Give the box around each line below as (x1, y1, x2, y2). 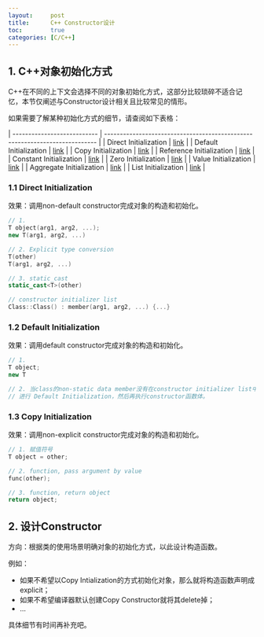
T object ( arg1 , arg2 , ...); (8, 224, 101, 232)
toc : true (8, 26, 65, 34)
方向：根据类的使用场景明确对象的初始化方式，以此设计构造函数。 (8, 542, 222, 551)
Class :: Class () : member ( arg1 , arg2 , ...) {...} (8, 304, 170, 311)
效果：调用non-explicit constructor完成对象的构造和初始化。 (8, 430, 203, 440)
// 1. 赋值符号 (8, 446, 53, 454)
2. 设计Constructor (8, 520, 102, 533)
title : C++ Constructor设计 (8, 19, 115, 27)
